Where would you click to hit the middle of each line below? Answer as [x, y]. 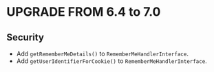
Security [25, 37]
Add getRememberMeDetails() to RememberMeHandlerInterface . [102, 53]
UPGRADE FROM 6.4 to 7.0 [84, 12]
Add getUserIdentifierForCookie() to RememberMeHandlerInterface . [111, 61]
